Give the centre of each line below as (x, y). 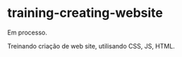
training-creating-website (85, 13)
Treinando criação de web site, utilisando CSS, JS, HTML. (91, 46)
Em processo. (27, 32)
